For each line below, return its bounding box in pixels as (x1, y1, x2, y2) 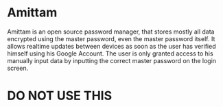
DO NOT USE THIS (7, 88, 113, 104)
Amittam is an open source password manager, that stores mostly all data (7, 27, 215, 36)
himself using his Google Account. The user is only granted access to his (7, 49, 214, 58)
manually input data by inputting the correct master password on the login (7, 56, 217, 64)
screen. (7, 64, 29, 72)
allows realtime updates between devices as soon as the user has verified (7, 42, 216, 50)
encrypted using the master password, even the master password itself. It (7, 34, 215, 43)
